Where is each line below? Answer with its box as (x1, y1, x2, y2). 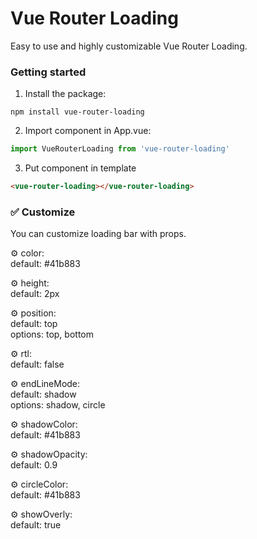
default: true (10, 519, 62, 531)
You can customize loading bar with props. (10, 228, 187, 240)
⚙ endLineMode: (10, 378, 81, 390)
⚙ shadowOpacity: (10, 448, 88, 461)
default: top (10, 318, 58, 330)
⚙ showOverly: (10, 508, 73, 521)
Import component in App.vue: (24, 125, 152, 137)
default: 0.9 (10, 459, 58, 471)
